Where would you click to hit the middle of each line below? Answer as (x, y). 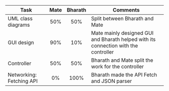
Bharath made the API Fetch (124, 75)
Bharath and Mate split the (122, 60)
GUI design (21, 42)
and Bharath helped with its (123, 39)
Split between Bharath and (122, 18)
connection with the (115, 46)
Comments (126, 10)
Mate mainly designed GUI (122, 33)
